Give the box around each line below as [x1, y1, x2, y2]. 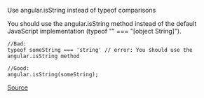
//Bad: [7, 41, 27, 48]
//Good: [7, 65, 30, 72]
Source [7, 83, 28, 92]
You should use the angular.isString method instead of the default [7, 20, 197, 27]
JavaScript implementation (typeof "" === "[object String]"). [7, 27, 182, 35]
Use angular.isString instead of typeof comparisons [7, 6, 156, 14]
